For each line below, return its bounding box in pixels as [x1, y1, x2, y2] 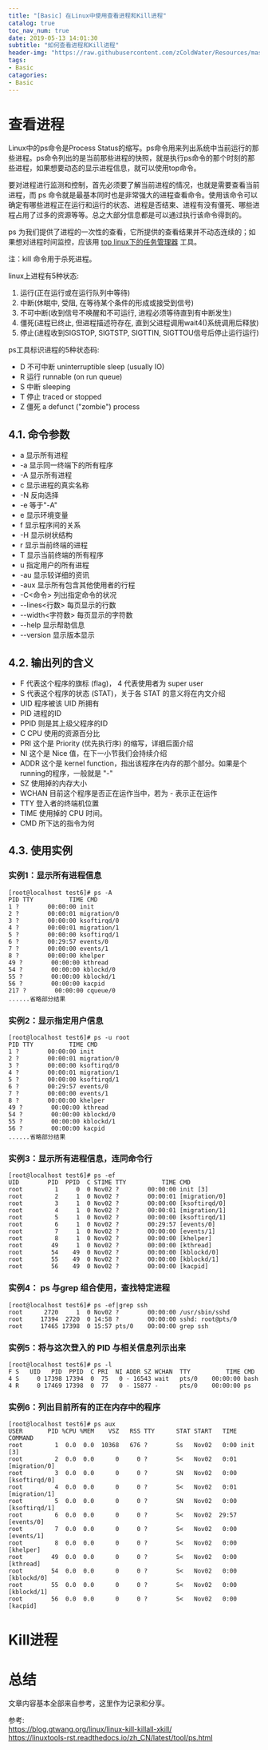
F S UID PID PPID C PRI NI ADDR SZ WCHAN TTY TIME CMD [8, 1367, 255, 1375]
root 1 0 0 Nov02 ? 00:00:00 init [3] [8, 1186, 209, 1194]
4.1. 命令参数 [8, 428, 70, 441]
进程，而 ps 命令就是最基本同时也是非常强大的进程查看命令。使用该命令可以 [8, 190, 258, 200]
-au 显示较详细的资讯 [19, 571, 90, 580]
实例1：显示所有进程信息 [8, 870, 102, 881]
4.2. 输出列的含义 [8, 656, 94, 670]
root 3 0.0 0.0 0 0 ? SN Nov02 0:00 [8, 1470, 238, 1478]
